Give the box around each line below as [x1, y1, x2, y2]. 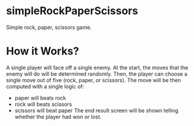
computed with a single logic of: [6, 83, 85, 90]
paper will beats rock [14, 94, 66, 101]
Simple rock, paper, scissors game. [6, 24, 92, 31]
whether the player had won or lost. [14, 113, 102, 120]
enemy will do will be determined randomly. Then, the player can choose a [6, 70, 187, 77]
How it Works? [6, 44, 79, 58]
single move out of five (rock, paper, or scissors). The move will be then [6, 76, 182, 83]
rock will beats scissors [14, 101, 72, 108]
